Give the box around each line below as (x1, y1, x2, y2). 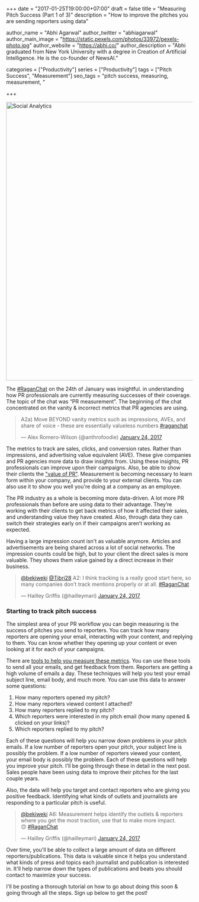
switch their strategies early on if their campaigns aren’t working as (6, 520, 171, 526)
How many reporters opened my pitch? (14, 694, 111, 701)
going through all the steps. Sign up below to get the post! (6, 890, 148, 897)
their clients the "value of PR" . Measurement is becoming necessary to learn (6, 471, 192, 477)
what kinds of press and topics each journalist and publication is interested (6, 859, 190, 866)
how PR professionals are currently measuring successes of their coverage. (6, 392, 191, 399)
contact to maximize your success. (6, 872, 92, 879)
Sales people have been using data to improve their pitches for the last (6, 769, 179, 776)
